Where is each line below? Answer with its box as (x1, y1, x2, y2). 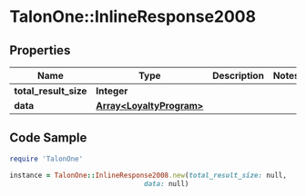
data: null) (144, 179, 189, 188)
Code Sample (9, 130, 87, 146)
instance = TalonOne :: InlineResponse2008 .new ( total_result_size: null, (9, 171, 287, 180)
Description (212, 70, 264, 82)
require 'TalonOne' (9, 154, 84, 163)
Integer (95, 84, 128, 97)
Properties (9, 43, 71, 58)
